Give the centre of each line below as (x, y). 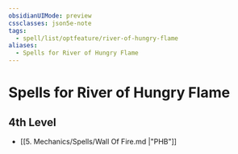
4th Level (32, 122)
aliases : (23, 46)
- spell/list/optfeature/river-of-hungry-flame (97, 38)
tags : (17, 30)
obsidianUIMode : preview (50, 16)
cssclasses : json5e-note (50, 23)
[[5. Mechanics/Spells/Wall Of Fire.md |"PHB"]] (98, 142)
